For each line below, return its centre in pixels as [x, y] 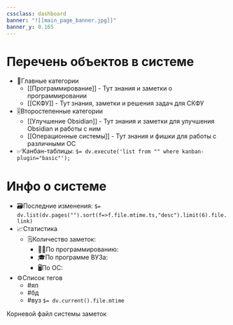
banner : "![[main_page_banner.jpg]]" [62, 20]
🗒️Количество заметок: [61, 239]
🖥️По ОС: [50, 268]
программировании [57, 96]
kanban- [193, 152]
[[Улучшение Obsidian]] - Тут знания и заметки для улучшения [121, 121]
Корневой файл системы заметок [57, 314]
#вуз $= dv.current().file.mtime [76, 300]
